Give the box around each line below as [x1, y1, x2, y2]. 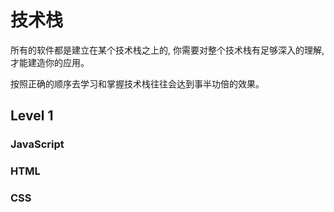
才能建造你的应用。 [10, 56, 90, 68]
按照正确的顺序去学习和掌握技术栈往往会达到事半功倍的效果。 [10, 77, 265, 90]
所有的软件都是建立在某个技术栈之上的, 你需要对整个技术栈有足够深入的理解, [10, 44, 325, 56]
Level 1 [10, 107, 54, 125]
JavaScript [10, 137, 65, 151]
